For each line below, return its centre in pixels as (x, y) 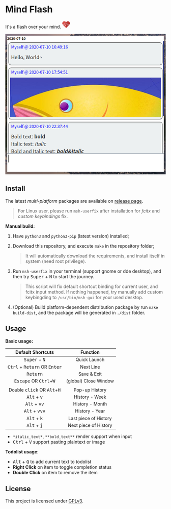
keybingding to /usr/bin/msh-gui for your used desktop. (84, 297)
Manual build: (20, 226)
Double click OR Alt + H (35, 390)
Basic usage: (19, 341)
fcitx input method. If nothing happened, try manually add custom (94, 292)
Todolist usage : (22, 452)
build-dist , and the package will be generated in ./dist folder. (79, 312)
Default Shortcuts (35, 352)
